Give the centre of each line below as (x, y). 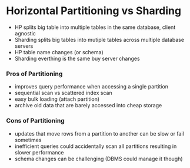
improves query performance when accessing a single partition (91, 87)
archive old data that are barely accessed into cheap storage (88, 106)
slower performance (39, 152)
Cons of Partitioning (35, 121)
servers (24, 46)
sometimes (28, 140)
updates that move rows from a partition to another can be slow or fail (99, 133)
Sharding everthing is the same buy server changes (77, 58)
